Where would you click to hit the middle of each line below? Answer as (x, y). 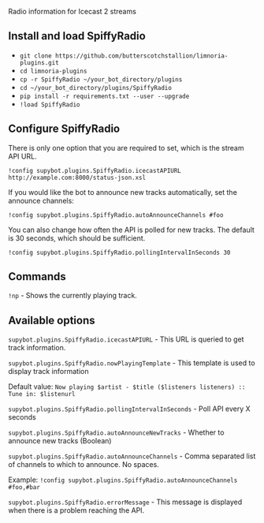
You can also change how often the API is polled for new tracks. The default (131, 230)
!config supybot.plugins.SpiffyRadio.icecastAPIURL (95, 170)
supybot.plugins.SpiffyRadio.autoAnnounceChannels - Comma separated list (132, 456)
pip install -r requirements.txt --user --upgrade (104, 96)
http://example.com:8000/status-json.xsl (77, 177)
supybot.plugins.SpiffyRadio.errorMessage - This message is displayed (125, 502)
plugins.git (39, 62)
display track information (48, 372)
